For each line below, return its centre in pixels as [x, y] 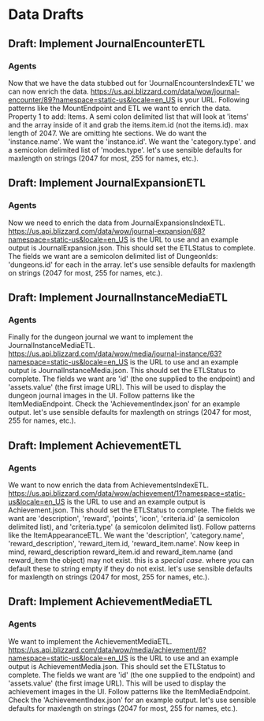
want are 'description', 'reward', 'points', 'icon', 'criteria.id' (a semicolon [124, 518]
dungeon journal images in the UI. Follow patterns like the [102, 396]
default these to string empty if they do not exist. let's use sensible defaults [130, 568]
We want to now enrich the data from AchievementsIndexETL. [108, 485]
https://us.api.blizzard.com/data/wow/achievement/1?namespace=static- [127, 493]
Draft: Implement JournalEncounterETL [107, 44]
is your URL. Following [213, 99]
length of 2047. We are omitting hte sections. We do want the [108, 133]
